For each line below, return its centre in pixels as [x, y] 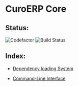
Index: [16, 56]
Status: [17, 28]
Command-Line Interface [39, 78]
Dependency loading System [43, 68]
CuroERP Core [36, 9]
